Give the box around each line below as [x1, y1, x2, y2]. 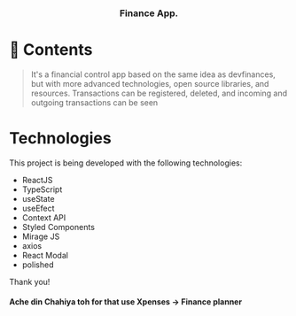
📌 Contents [9, 40, 93, 60]
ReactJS [21, 174, 53, 185]
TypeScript [21, 184, 63, 195]
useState [21, 193, 55, 204]
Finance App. [119, 7, 179, 19]
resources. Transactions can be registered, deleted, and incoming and [30, 88, 288, 98]
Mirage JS [21, 231, 60, 242]
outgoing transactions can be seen [30, 96, 159, 108]
